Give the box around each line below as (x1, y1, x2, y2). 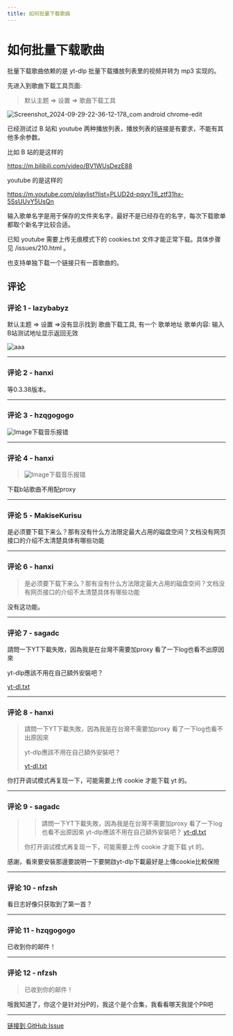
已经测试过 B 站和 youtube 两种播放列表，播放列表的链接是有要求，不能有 (7, 124, 218, 133)
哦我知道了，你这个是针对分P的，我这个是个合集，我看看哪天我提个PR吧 (7, 1000, 214, 1008)
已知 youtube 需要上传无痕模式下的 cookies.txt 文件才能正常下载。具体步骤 (7, 235, 221, 243)
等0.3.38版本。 (7, 385, 50, 393)
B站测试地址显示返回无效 (7, 329, 78, 337)
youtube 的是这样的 (7, 176, 63, 184)
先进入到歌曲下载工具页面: (7, 81, 83, 90)
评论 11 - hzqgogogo (7, 925, 76, 935)
